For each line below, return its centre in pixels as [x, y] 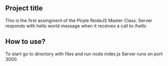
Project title [24, 8]
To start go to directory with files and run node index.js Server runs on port [84, 54]
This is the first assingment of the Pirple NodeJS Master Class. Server [79, 20]
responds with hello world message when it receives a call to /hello [76, 26]
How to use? [26, 42]
